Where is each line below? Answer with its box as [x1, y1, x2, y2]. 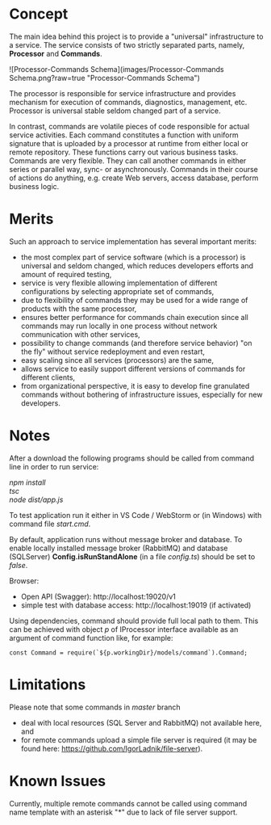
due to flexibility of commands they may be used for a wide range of [20, 295, 248, 305]
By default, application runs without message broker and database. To [9, 534, 243, 544]
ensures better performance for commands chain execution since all [20, 312, 248, 322]
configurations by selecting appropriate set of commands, [20, 286, 215, 296]
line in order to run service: [9, 461, 99, 471]
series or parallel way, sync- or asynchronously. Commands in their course [9, 164, 259, 174]
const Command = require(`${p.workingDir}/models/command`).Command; [9, 648, 248, 657]
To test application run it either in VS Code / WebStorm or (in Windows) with [9, 510, 262, 520]
